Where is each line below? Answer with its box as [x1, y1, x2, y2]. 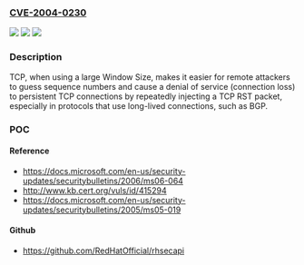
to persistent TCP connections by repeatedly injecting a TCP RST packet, [9, 91, 283, 102]
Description [9, 51, 63, 64]
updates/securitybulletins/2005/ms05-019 [22, 204, 181, 215]
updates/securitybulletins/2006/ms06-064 [22, 175, 184, 186]
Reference [9, 145, 50, 156]
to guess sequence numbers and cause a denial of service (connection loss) [9, 81, 296, 92]
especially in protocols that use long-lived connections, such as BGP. [9, 100, 269, 111]
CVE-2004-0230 [9, 6, 87, 19]
